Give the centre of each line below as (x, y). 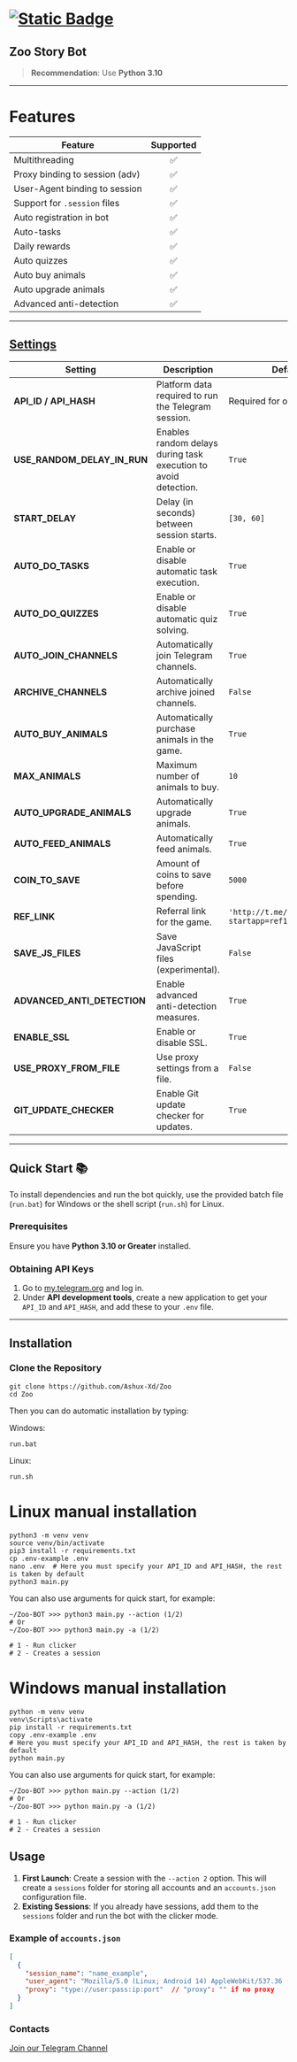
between (174, 524)
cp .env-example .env (49, 1558)
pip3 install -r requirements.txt (73, 1550)
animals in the (185, 739)
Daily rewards (42, 246)
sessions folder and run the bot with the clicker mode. (120, 1915)
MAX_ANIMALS (47, 776)
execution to (182, 465)
